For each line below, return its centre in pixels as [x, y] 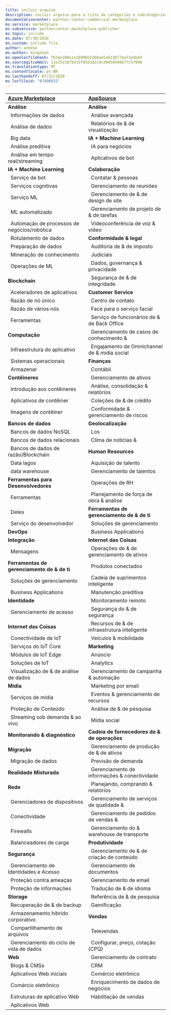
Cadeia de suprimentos [119, 577]
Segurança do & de [114, 608]
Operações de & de [114, 548]
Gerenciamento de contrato [124, 957]
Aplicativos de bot [112, 157]
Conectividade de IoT [36, 638]
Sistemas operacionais [38, 361]
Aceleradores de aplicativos [44, 292]
